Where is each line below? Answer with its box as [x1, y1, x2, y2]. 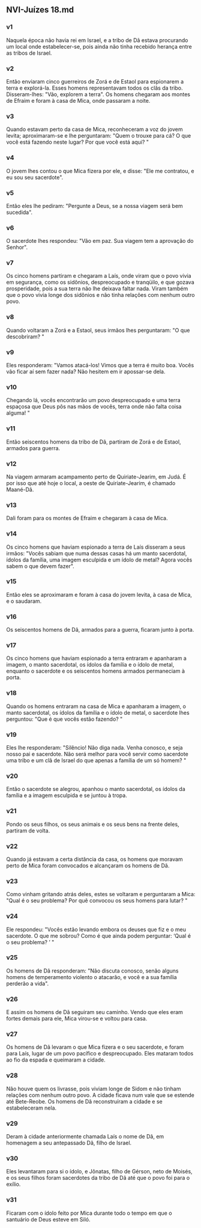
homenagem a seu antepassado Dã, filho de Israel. [6, 1139, 132, 1146]
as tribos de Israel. [6, 49, 52, 57]
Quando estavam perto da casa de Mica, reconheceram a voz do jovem [6, 126, 183, 133]
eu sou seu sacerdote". [6, 174, 64, 181]
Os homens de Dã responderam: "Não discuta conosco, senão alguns [6, 967, 179, 974]
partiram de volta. [6, 826, 50, 834]
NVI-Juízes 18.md [6, 5, 74, 15]
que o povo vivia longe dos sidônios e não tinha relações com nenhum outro [6, 292, 195, 299]
